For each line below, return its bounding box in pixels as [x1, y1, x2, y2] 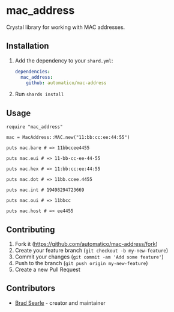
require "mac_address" [6, 124, 63, 130]
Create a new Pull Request [14, 266, 81, 273]
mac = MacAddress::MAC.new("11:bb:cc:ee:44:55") [6, 135, 130, 141]
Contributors [6, 283, 56, 293]
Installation [6, 41, 49, 51]
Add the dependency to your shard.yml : [14, 57, 113, 64]
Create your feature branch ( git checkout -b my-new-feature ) [14, 247, 169, 254]
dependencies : [14, 69, 50, 75]
